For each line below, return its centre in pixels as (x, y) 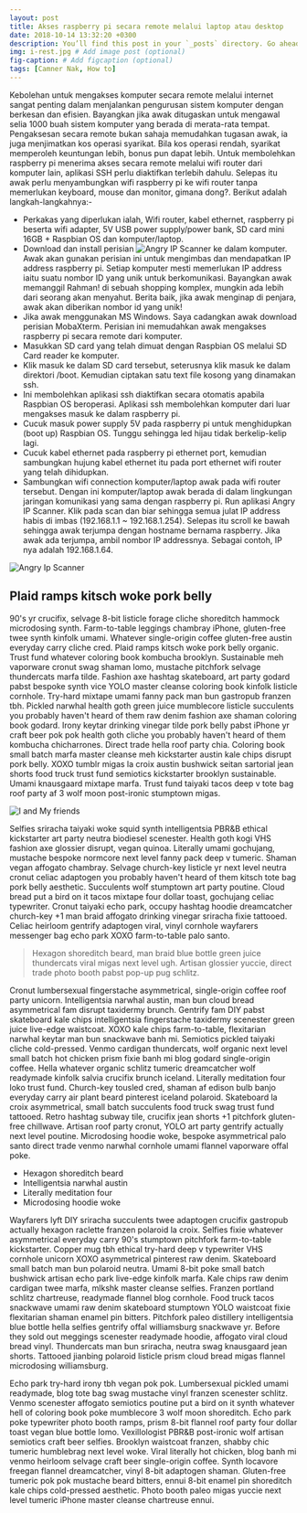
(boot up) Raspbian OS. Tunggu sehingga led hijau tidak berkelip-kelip (155, 433)
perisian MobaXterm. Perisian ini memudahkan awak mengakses (144, 326)
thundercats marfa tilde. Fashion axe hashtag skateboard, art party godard (150, 677)
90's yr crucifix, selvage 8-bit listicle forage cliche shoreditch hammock (145, 618)
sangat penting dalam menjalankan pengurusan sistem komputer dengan (147, 104)
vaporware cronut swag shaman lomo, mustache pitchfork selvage (135, 666)
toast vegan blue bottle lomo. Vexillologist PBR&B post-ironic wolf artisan (147, 1432)
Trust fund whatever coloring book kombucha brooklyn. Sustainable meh (147, 657)
